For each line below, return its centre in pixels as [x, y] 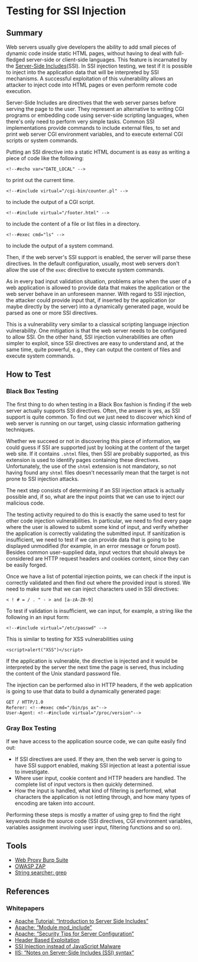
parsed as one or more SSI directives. [52, 313]
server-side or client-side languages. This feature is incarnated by [107, 60]
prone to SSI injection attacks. [43, 479]
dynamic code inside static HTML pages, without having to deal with [90, 53]
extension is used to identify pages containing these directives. [83, 460]
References [28, 891]
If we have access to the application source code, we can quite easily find [96, 741]
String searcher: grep [40, 872]
